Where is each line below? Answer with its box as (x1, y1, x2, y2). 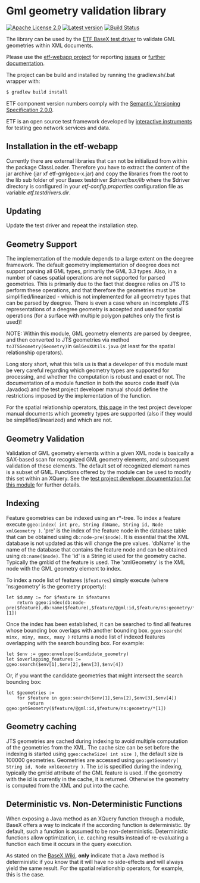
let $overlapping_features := (6, 656, 82, 662)
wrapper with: (6, 78, 40, 85)
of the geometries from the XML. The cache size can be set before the (6, 743, 179, 751)
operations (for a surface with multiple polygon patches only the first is (6, 312, 180, 320)
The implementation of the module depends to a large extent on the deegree (6, 255, 194, 262)
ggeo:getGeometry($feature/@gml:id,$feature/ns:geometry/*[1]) (6, 705, 167, 711)
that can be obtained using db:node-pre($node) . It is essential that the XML (6, 533, 189, 540)
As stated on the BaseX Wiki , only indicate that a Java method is (6, 851, 165, 859)
